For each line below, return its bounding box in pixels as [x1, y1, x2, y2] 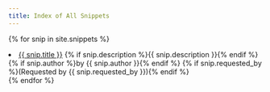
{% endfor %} [8, 75, 55, 85]
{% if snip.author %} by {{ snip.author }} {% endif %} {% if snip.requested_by [8, 58, 262, 68]
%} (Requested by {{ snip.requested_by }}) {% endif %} [8, 66, 189, 77]
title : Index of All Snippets [8, 11, 110, 20]
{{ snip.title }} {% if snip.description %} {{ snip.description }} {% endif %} [19, 49, 259, 59]
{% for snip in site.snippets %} [8, 34, 110, 44]
